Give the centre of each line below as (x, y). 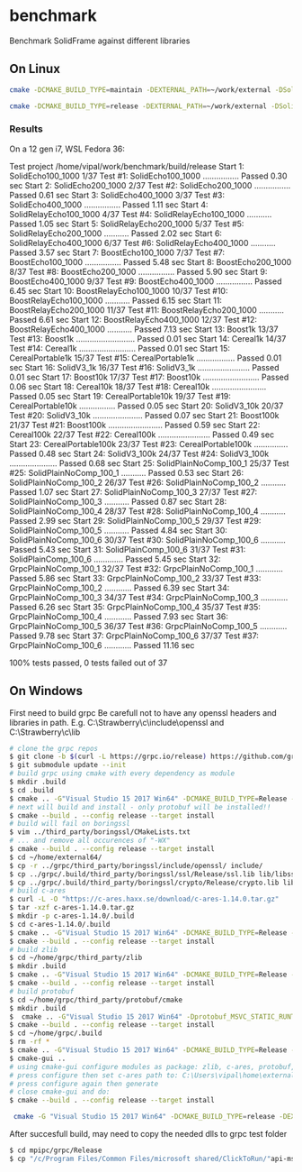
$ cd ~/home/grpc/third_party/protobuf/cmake (96, 1000)
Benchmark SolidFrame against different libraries (100, 41)
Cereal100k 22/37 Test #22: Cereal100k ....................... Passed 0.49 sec (142, 435)
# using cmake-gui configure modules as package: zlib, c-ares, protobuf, (152, 1067)
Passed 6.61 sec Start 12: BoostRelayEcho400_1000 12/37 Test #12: (133, 319)
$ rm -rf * (30, 1042)
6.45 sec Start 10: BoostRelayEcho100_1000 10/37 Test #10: (119, 290)
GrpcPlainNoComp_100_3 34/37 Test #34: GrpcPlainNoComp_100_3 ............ (149, 597)
